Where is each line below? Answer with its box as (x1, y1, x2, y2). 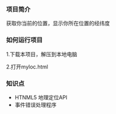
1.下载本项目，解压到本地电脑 (6, 50, 78, 57)
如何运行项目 (6, 36, 43, 44)
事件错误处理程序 (14, 101, 57, 108)
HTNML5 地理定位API (14, 93, 67, 101)
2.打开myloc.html (6, 63, 49, 70)
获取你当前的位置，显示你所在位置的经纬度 (6, 19, 110, 27)
